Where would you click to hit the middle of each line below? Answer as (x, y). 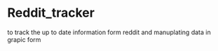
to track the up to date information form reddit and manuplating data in (109, 32)
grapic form (24, 39)
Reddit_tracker (51, 13)
